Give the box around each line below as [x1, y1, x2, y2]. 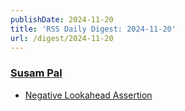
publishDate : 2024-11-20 [10, 14, 114, 25]
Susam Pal [10, 66, 63, 80]
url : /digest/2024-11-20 [10, 33, 114, 43]
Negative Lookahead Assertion [24, 89, 153, 101]
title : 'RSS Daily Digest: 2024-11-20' [10, 24, 177, 34]
